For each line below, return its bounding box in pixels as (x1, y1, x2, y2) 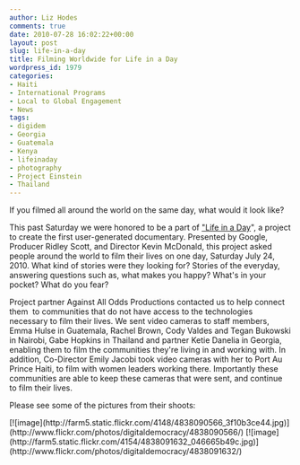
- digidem (9, 122, 47, 131)
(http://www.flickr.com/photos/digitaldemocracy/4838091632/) (9, 446, 243, 457)
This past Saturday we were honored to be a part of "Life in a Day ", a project (9, 222, 291, 233)
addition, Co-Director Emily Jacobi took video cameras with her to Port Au (9, 354, 283, 364)
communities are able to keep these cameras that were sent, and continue (9, 373, 283, 384)
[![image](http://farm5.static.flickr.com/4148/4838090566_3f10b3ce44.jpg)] (9, 417, 290, 428)
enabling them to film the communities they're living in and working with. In (9, 345, 287, 355)
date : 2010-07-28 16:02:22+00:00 (9, 30, 134, 39)
